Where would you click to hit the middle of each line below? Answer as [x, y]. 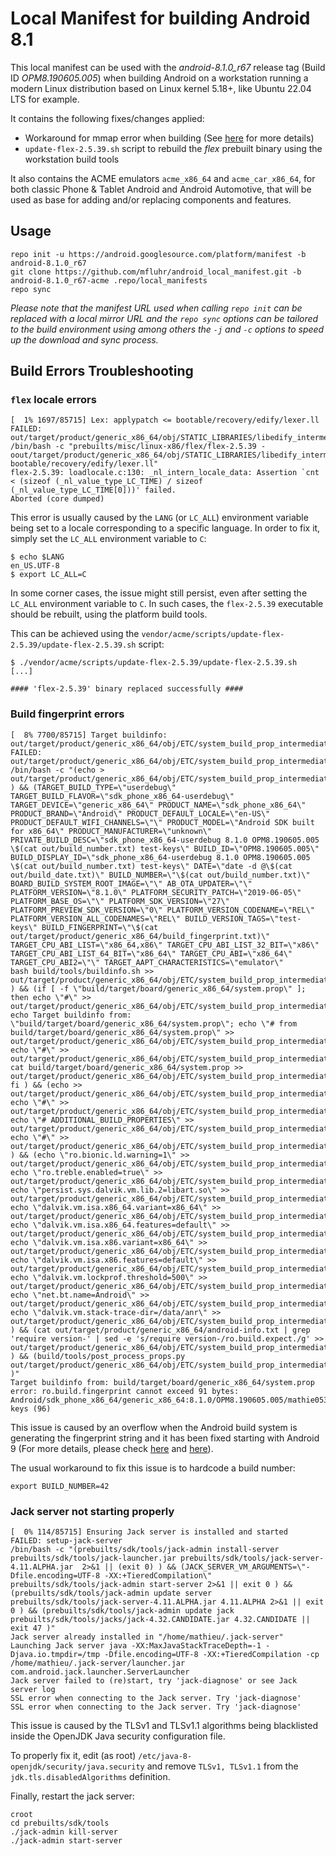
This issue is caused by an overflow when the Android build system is [154, 1427]
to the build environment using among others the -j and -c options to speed [167, 329]
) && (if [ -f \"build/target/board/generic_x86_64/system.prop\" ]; [158, 988]
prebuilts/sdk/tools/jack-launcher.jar [93, 1558]
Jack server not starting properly [92, 1511]
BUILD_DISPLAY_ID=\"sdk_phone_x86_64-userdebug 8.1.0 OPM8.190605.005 [160, 857]
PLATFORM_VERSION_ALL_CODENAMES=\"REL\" [96, 918]
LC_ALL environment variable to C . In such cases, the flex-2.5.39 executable [167, 604]
